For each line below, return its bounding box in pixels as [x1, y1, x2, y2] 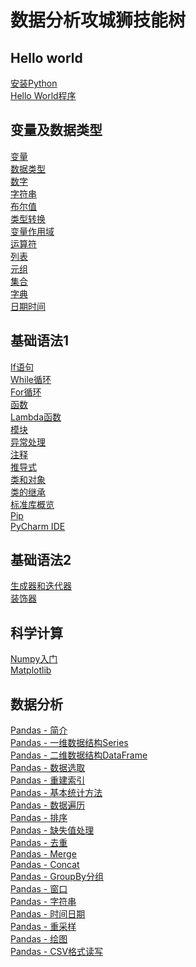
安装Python [10, 77, 58, 89]
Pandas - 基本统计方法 [10, 787, 103, 799]
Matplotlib [10, 664, 52, 676]
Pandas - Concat [10, 859, 80, 871]
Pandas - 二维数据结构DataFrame [10, 749, 148, 761]
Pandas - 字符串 [10, 896, 77, 908]
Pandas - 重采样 [10, 921, 77, 933]
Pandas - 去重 [10, 837, 68, 849]
